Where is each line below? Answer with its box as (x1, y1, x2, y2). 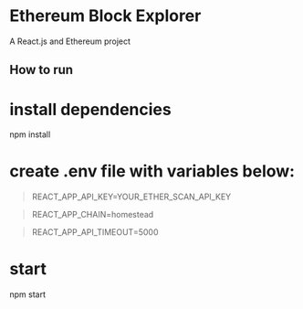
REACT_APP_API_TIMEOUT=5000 (31, 227, 159, 238)
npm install (9, 129, 51, 140)
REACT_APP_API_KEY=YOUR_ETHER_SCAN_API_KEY (31, 191, 232, 202)
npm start (9, 289, 47, 300)
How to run (9, 62, 74, 78)
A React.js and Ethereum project (9, 36, 131, 47)
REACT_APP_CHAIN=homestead (31, 209, 154, 220)
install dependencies (9, 99, 172, 120)
